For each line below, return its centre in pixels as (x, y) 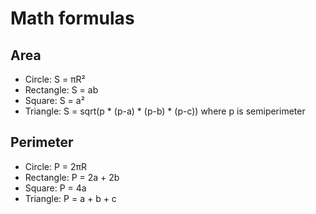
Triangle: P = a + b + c (70, 198)
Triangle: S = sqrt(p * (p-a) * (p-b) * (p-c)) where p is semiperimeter (165, 111)
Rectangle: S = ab (61, 90)
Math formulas (72, 18)
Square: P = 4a (55, 188)
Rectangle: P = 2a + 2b (72, 177)
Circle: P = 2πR (56, 166)
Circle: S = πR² (55, 79)
